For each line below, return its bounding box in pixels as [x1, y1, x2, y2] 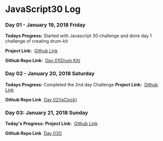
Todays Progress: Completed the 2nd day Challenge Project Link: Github [5, 81, 158, 87]
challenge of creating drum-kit [5, 38, 68, 44]
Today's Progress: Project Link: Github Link [5, 120, 98, 126]
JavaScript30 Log [5, 4, 81, 15]
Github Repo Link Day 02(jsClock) [5, 96, 77, 102]
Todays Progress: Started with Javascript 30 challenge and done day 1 [5, 33, 152, 39]
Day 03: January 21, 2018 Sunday [5, 109, 88, 116]
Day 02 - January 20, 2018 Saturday [5, 70, 95, 77]
